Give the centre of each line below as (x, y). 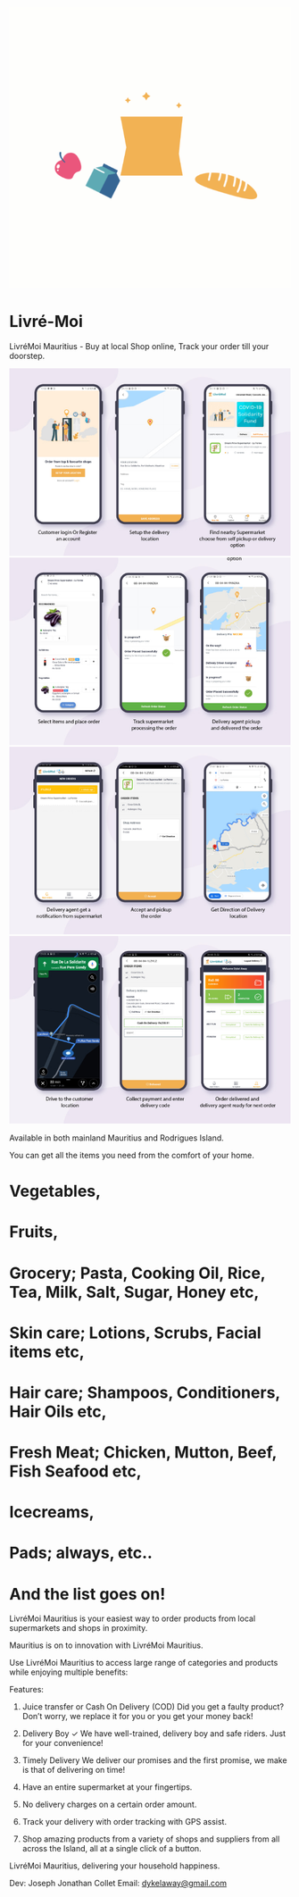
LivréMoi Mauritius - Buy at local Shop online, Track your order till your (139, 346)
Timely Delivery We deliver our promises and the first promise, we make (154, 1760)
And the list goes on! (87, 1594)
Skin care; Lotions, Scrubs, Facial (135, 1333)
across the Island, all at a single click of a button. (112, 1849)
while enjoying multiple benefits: (69, 1672)
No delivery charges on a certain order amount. (109, 1805)
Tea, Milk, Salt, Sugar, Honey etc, (134, 1292)
